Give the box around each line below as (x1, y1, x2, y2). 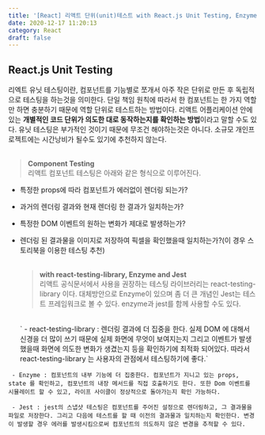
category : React (8, 26, 62, 34)
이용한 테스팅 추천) (47, 246, 105, 255)
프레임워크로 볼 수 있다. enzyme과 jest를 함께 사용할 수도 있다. (47, 299, 241, 309)
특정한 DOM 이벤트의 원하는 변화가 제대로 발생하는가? (19, 219, 186, 228)
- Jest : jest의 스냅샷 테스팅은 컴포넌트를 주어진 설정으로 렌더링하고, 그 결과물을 (11, 403, 252, 412)
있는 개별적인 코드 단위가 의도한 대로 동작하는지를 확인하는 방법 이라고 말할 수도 (8, 115, 249, 124)
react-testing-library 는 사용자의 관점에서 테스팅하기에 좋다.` (19, 354, 209, 364)
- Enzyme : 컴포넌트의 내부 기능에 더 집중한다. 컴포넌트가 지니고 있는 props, (11, 372, 240, 380)
